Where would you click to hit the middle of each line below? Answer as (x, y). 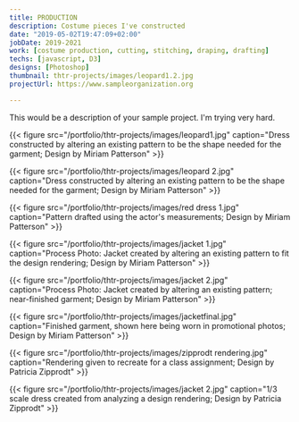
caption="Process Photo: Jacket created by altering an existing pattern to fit (149, 253)
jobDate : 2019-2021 (46, 42)
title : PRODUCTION (43, 17)
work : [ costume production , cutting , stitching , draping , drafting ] (139, 51)
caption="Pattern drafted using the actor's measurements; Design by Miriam (150, 216)
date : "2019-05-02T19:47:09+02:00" (75, 34)
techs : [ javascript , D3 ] (55, 59)
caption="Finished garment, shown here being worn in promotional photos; (147, 325)
